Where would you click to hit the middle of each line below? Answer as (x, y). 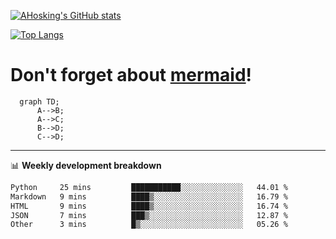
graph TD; (39, 101)
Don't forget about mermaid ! (131, 75)
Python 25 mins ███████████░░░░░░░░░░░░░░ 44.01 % (149, 187)
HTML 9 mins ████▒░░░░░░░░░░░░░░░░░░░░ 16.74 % (149, 206)
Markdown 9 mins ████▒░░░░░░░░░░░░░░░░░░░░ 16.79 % (149, 196)
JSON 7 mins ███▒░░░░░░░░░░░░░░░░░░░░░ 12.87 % (149, 215)
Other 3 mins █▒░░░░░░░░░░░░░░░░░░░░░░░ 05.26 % (149, 225)
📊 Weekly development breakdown (86, 165)
